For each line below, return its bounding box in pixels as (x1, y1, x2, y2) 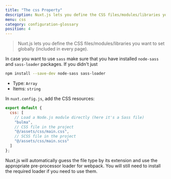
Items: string (12, 86, 41, 92)
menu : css (5, 17, 26, 22)
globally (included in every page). (17, 46, 88, 52)
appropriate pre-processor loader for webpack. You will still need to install (5, 163, 161, 169)
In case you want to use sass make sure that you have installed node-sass (5, 56, 159, 62)
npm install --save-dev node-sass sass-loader (5, 71, 106, 76)
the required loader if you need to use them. (5, 168, 98, 174)
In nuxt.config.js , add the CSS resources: (5, 95, 95, 101)
